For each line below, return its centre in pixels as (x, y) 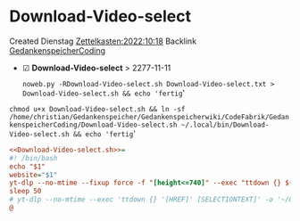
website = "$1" (33, 175)
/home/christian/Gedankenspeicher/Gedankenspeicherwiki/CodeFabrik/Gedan (150, 117)
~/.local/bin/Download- (225, 125)
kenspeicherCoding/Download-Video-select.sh (93, 125)
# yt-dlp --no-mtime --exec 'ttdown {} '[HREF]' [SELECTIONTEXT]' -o (142, 200)
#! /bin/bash (33, 158)
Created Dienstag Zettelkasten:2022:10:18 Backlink (103, 41)
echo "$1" (28, 167)
